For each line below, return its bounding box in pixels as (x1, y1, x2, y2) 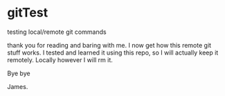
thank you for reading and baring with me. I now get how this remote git (7, 41, 212, 49)
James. (7, 82, 28, 90)
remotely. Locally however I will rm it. (7, 55, 113, 64)
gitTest (7, 5, 48, 21)
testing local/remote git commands (7, 28, 107, 36)
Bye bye (7, 69, 30, 77)
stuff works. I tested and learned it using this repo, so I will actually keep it (7, 48, 219, 57)
